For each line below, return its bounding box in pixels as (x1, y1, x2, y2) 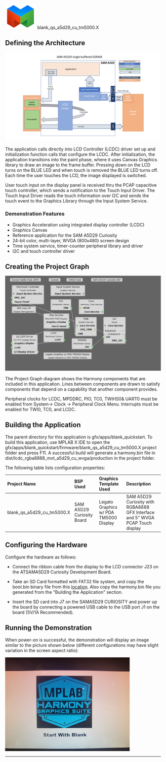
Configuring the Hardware (5, 541, 87, 550)
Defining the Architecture (5, 39, 85, 47)
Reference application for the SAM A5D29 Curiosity (12, 232, 118, 238)
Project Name (7, 481, 36, 487)
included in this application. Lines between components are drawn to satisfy (5, 381, 161, 387)
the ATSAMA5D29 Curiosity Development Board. (12, 569, 112, 575)
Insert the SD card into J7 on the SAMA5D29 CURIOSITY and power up (12, 599, 157, 605)
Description (126, 481, 151, 487)
